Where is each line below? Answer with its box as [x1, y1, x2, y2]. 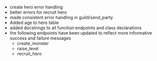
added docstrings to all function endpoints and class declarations [9, 25, 142, 31]
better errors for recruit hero [9, 9, 67, 15]
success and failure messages [9, 35, 71, 41]
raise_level [17, 46, 39, 51]
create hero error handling [9, 4, 63, 10]
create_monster [17, 41, 49, 46]
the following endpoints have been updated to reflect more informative [9, 30, 153, 36]
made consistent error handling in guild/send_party [9, 15, 113, 20]
